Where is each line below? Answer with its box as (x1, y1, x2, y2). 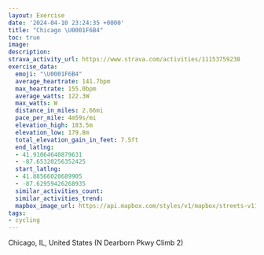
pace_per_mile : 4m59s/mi (15, 114, 97, 122)
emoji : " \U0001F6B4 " (15, 70, 82, 78)
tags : (8, 209, 26, 217)
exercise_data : (8, 63, 58, 71)
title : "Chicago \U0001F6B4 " (8, 26, 104, 34)
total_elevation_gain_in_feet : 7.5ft (15, 135, 139, 144)
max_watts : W (15, 99, 58, 107)
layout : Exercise (8, 11, 65, 20)
